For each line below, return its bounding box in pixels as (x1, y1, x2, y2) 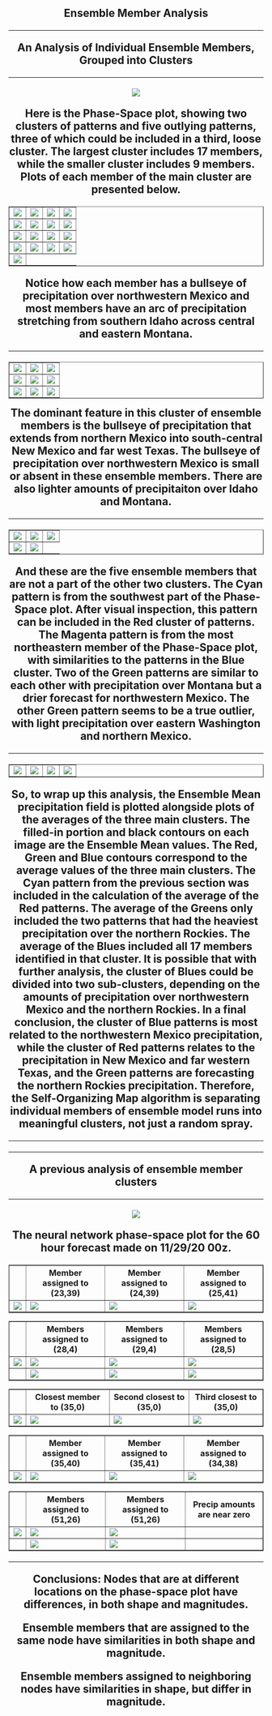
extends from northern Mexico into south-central (9, 431, 263, 445)
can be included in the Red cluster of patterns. (17, 615, 255, 629)
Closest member (35, 1392, 101, 1403)
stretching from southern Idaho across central (17, 315, 255, 328)
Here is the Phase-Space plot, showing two (24, 107, 248, 121)
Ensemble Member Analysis (63, 6, 209, 20)
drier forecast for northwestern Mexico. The (22, 691, 250, 705)
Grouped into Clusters (79, 53, 193, 67)
